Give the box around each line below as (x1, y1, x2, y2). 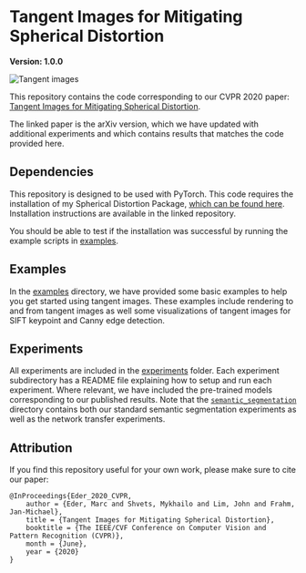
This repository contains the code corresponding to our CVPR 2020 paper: (9, 91, 290, 102)
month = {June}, (25, 539, 88, 548)
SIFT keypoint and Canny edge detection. (9, 314, 166, 325)
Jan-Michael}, (9, 507, 64, 517)
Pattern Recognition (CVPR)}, (9, 531, 125, 541)
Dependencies (9, 164, 94, 179)
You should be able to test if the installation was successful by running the (9, 225, 289, 236)
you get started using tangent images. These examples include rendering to (9, 295, 294, 306)
